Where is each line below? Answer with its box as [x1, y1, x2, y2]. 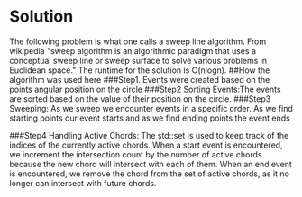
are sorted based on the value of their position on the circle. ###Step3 [9, 93, 271, 104]
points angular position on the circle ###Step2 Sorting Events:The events [9, 84, 281, 94]
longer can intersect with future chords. [9, 177, 157, 188]
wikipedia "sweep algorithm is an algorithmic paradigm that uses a [9, 45, 257, 56]
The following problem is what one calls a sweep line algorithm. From [9, 36, 267, 47]
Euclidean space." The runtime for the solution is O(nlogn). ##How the [9, 65, 270, 76]
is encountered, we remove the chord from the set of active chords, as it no [9, 168, 290, 179]
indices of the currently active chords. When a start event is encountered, [9, 139, 283, 150]
